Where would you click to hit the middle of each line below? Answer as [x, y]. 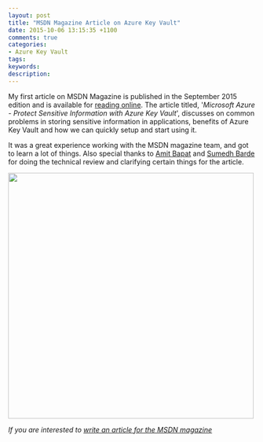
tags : [17, 60]
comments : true [33, 37]
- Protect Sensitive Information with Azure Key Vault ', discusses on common [131, 113]
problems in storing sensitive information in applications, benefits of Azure [128, 121]
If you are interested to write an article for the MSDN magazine [110, 429]
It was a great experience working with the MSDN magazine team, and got [128, 145]
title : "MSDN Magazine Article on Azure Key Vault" [94, 23]
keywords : [24, 67]
